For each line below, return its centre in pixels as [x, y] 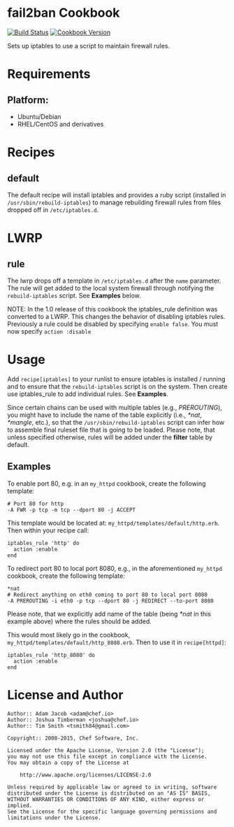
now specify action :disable [49, 331]
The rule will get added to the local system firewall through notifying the [111, 288]
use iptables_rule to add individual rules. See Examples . [88, 394]
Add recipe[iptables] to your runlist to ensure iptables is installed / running [116, 379]
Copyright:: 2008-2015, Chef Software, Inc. [73, 738]
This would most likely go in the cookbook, [69, 635]
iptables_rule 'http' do [43, 543]
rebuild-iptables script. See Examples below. [74, 295]
